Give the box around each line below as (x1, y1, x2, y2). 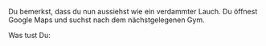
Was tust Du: (8, 31, 51, 40)
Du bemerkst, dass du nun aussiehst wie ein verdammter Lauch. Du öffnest (8, 7, 258, 16)
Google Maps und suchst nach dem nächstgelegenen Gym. (8, 15, 205, 25)
